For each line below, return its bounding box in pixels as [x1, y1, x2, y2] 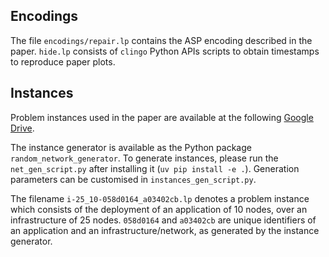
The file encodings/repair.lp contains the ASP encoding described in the [10, 34, 313, 46]
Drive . [10, 122, 35, 134]
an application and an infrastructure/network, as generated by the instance [10, 224, 320, 236]
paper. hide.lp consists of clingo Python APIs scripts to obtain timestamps [10, 45, 320, 57]
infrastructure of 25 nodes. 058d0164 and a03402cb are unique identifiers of [10, 214, 317, 226]
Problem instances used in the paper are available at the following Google [10, 111, 314, 123]
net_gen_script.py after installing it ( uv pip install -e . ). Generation [10, 162, 300, 174]
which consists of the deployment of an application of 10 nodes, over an [10, 203, 308, 215]
